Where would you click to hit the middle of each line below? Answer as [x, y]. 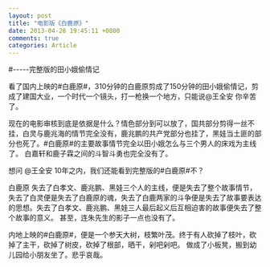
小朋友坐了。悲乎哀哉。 [68, 255]
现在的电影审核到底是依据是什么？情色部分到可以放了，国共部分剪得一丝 [128, 123]
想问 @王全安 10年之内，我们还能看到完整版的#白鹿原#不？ [106, 171]
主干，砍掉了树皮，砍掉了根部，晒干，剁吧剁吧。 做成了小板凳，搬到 [136, 245]
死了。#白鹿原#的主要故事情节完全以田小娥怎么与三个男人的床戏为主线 [139, 144]
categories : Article [43, 46]
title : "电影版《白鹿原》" [49, 23]
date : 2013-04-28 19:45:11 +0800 [64, 30]
